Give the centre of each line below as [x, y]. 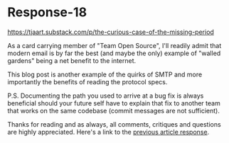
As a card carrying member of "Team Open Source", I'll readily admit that [114, 45]
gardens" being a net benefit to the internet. [72, 60]
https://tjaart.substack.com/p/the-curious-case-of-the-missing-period [111, 32]
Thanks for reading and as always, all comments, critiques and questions [114, 124]
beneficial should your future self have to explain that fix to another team [114, 103]
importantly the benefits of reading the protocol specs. [87, 81]
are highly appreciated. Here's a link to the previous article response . [108, 132]
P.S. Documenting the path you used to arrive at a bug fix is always [106, 96]
